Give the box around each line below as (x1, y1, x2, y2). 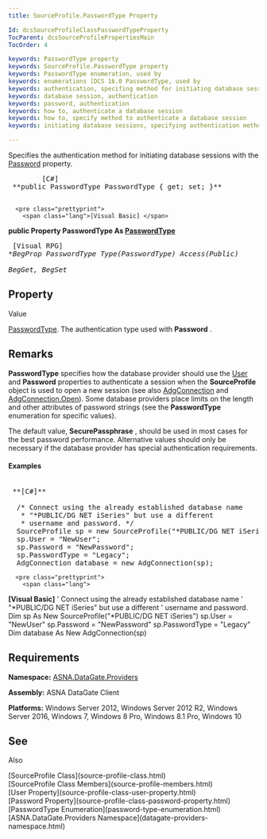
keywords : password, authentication (8, 99, 130, 107)
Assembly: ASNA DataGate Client (8, 687, 120, 697)
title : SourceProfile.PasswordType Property (8, 11, 158, 20)
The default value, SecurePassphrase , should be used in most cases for (8, 426, 248, 436)
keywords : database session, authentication (8, 92, 158, 100)
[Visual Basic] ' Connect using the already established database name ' (8, 594, 244, 604)
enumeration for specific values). (8, 410, 117, 420)
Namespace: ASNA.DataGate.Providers (8, 672, 139, 682)
